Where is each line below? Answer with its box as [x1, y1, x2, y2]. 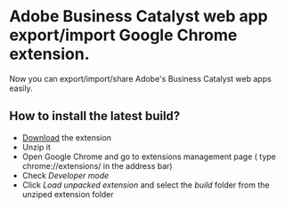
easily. [9, 83, 33, 93]
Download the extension [21, 132, 112, 143]
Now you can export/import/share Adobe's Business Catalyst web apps [9, 73, 272, 84]
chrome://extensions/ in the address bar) [21, 160, 173, 171]
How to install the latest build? [9, 108, 181, 124]
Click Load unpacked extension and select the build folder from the [21, 180, 270, 190]
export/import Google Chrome [9, 25, 238, 45]
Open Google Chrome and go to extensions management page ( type [21, 151, 276, 162]
